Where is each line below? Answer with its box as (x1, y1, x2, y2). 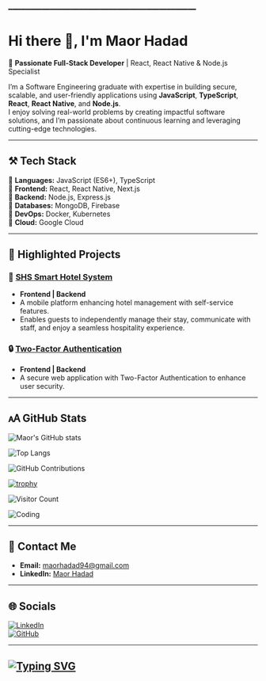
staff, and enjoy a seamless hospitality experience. (19, 323, 185, 333)
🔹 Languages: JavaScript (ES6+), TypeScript (8, 175, 156, 185)
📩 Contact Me (8, 539, 77, 553)
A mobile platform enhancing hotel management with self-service (19, 298, 234, 307)
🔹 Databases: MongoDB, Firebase (8, 200, 120, 210)
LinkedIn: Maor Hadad (19, 569, 93, 579)
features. (19, 306, 50, 316)
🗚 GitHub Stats (8, 412, 87, 425)
